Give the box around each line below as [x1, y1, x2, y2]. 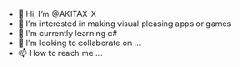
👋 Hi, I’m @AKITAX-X [17, 9, 97, 19]
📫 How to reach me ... [17, 48, 103, 58]
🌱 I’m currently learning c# [17, 28, 118, 38]
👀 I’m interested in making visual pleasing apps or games [17, 18, 232, 29]
